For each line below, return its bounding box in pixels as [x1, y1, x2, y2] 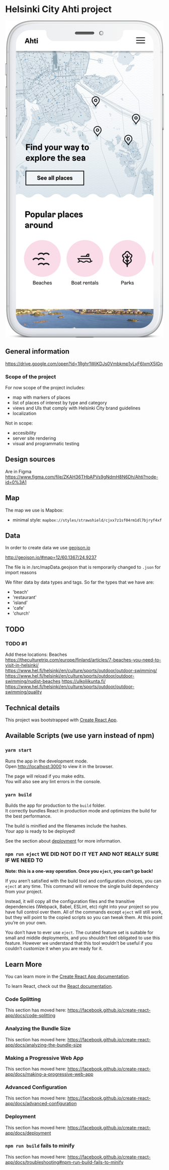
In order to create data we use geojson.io [5, 545, 91, 551]
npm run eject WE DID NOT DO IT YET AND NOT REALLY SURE [5, 850, 159, 857]
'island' [12, 600, 28, 606]
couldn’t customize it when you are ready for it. [5, 946, 103, 952]
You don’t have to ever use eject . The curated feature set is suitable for [5, 930, 153, 936]
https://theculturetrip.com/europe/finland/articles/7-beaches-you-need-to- [5, 657, 161, 663]
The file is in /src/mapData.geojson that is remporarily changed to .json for [5, 564, 161, 570]
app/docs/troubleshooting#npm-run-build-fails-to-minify [5, 1159, 124, 1165]
